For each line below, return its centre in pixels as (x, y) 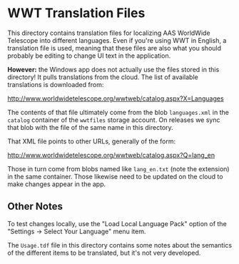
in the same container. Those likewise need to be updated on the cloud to (115, 176)
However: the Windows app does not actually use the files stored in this (113, 69)
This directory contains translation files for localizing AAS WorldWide (109, 33)
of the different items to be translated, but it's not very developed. (104, 253)
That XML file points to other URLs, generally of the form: (92, 141)
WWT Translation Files (76, 13)
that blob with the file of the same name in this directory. (90, 127)
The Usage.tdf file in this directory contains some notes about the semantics (120, 245)
